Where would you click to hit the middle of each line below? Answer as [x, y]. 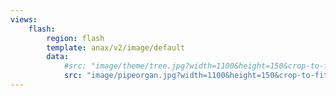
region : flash [75, 38]
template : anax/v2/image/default [116, 47]
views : [24, 19]
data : [58, 57]
